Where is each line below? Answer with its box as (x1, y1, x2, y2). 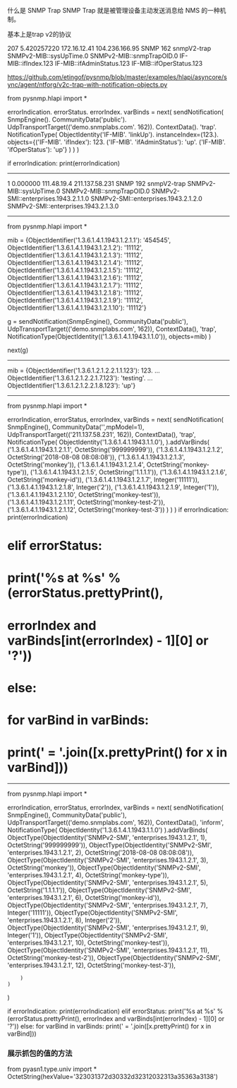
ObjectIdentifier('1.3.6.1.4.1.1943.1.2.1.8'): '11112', (7, 288, 143, 297)
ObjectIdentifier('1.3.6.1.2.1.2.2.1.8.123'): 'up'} (7, 381, 136, 390)
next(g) (7, 346, 29, 354)
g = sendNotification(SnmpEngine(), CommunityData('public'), (7, 317, 188, 325)
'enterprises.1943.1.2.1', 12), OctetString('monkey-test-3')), (7, 961, 176, 969)
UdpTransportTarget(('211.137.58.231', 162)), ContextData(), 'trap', (7, 431, 196, 438)
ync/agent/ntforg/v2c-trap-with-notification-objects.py (7, 81, 168, 88)
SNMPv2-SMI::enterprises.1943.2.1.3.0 (7, 202, 119, 210)
